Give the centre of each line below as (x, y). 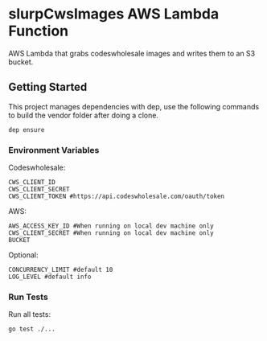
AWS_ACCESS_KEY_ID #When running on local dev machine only (111, 226)
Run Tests (28, 297)
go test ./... (32, 329)
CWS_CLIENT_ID (32, 183)
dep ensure (27, 129)
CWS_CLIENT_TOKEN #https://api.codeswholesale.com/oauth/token (117, 197)
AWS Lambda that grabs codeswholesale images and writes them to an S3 (132, 53)
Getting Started (48, 87)
